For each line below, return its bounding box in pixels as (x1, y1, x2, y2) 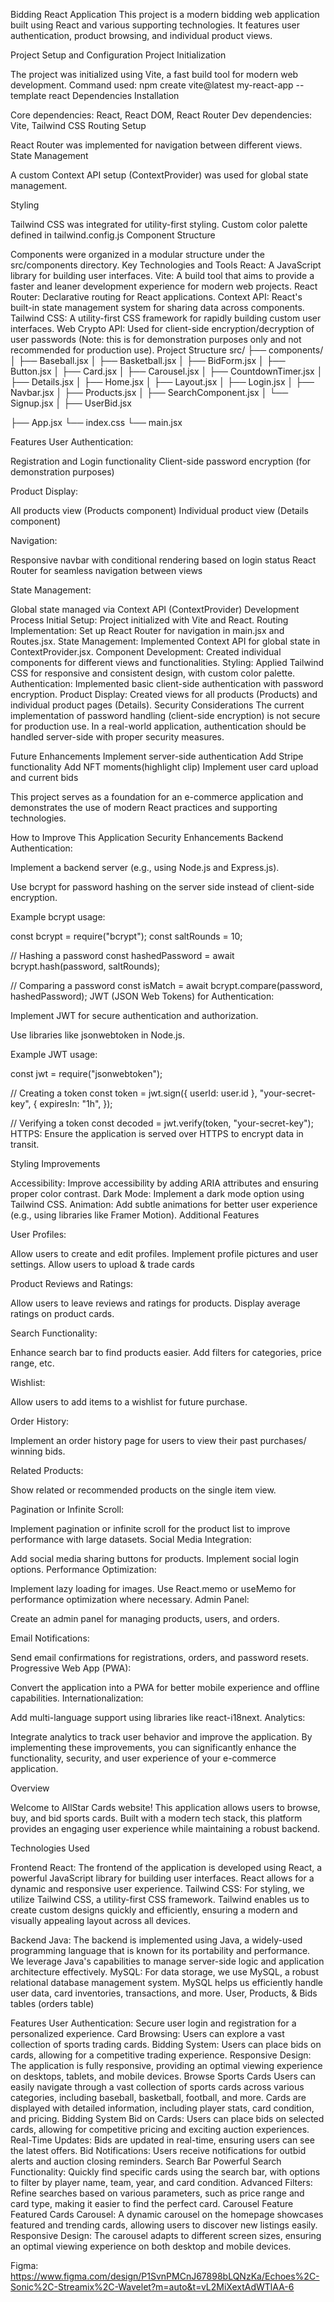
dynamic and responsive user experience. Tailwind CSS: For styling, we (10, 1883, 305, 1894)
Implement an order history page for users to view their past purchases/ (10, 1435, 307, 1446)
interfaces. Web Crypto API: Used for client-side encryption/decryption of (10, 323, 315, 334)
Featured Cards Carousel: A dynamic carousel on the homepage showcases (10, 2209, 324, 2220)
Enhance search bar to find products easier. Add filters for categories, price (10, 1347, 322, 1358)
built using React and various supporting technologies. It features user (10, 19, 300, 31)
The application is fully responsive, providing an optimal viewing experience (10, 2060, 323, 2071)
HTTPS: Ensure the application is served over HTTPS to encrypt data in (10, 1128, 304, 1139)
